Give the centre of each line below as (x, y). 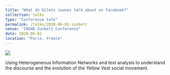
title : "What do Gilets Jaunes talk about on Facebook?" (67, 10)
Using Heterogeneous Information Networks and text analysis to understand (85, 62)
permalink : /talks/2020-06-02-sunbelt (46, 24)
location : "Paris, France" (34, 39)
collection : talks (25, 15)
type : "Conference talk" (32, 19)
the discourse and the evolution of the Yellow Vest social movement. (77, 68)
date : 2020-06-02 (24, 34)
